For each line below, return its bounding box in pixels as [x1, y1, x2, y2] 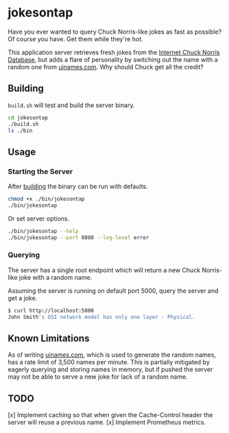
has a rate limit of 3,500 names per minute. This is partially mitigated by [8, 358, 210, 366]
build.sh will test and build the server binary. [8, 101, 135, 109]
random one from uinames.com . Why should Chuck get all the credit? [8, 63, 204, 71]
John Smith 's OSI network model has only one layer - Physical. [8, 313, 195, 320]
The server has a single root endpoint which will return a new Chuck [8, 266, 201, 274]
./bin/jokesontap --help [8, 227, 79, 234]
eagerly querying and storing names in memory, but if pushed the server [8, 366, 213, 374]
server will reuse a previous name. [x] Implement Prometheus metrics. [8, 418, 206, 427]
